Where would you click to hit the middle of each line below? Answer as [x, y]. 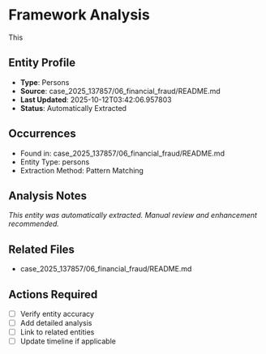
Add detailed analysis [56, 323]
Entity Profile [42, 63]
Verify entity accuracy [57, 314]
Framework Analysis [79, 15]
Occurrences [42, 134]
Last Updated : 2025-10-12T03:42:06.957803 [96, 100]
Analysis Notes [48, 196]
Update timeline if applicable [68, 341]
